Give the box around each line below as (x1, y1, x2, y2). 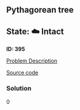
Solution (6, 84, 32, 93)
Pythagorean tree (6, 5, 74, 15)
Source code (6, 69, 38, 77)
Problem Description (6, 57, 58, 64)
